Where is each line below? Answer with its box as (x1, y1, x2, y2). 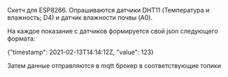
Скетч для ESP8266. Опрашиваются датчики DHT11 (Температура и (7, 6, 210, 14)
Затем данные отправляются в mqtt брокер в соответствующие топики (7, 62, 222, 69)
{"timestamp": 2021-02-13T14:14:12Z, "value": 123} (7, 48, 154, 56)
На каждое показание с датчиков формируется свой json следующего (7, 27, 218, 35)
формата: (7, 34, 36, 43)
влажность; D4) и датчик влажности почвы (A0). (7, 13, 153, 22)
